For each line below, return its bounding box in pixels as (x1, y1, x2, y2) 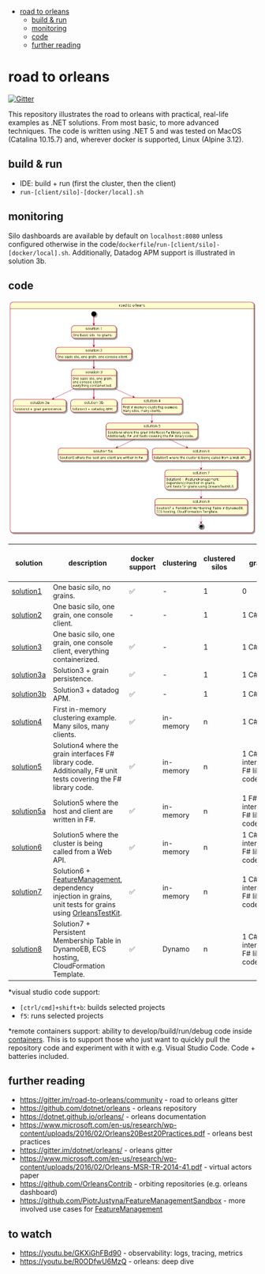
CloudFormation (52, 961, 105, 971)
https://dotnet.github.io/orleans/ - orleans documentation (19, 1112, 207, 1121)
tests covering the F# (52, 774, 122, 784)
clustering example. (52, 713, 117, 722)
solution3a (11, 670, 47, 679)
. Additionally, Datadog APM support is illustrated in (68, 248, 235, 257)
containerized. (52, 655, 100, 664)
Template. (52, 970, 85, 979)
